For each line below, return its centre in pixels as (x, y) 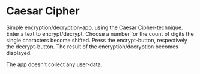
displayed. (19, 53)
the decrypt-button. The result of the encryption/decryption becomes (92, 47)
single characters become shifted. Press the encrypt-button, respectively (97, 40)
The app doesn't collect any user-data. (54, 64)
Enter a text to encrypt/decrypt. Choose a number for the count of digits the (100, 33)
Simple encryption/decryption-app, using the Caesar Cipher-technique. (95, 27)
